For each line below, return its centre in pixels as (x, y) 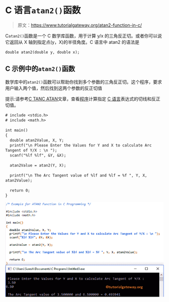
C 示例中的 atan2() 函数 (40, 69)
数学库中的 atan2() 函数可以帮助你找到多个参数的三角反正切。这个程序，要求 (84, 82)
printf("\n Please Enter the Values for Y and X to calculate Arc (81, 145)
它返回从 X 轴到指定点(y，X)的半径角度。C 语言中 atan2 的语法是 (72, 42)
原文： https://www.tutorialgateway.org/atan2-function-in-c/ (80, 25)
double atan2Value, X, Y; (37, 140)
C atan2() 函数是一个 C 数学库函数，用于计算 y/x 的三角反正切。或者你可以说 (84, 36)
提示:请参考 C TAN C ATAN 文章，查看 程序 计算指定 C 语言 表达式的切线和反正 (83, 99)
